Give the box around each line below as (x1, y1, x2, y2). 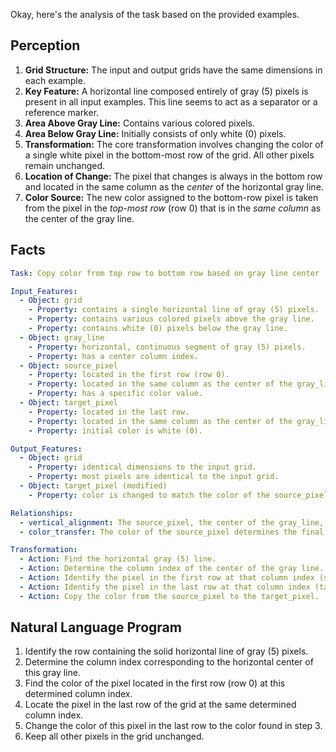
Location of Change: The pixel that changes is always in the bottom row (24, 170, 323, 182)
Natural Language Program (10, 619, 182, 636)
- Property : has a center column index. (28, 351, 199, 361)
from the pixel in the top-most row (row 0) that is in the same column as (24, 202, 322, 214)
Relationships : (10, 508, 74, 518)
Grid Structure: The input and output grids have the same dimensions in (24, 64, 323, 76)
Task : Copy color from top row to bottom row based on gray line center (10, 268, 320, 278)
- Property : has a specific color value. (28, 389, 203, 399)
